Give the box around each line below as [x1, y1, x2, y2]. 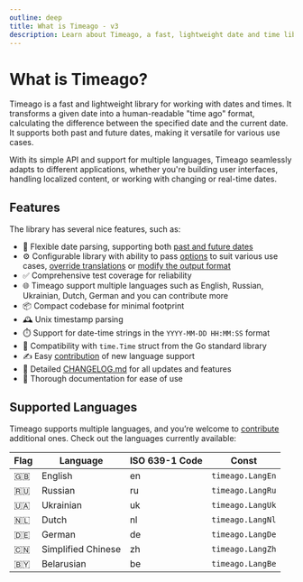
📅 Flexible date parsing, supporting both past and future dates [22, 241, 254, 253]
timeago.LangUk [211, 500, 277, 510]
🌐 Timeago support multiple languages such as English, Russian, [22, 281, 264, 291]
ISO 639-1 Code [129, 454, 203, 467]
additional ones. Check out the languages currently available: [9, 432, 237, 443]
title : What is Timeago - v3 [9, 22, 119, 31]
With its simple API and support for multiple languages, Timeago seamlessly [9, 154, 292, 165]
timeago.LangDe [211, 529, 277, 540]
